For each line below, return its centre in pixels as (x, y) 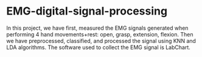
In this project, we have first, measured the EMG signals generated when (97, 28)
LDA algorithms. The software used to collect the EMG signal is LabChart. (98, 47)
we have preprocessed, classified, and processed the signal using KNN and (101, 41)
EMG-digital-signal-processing (87, 11)
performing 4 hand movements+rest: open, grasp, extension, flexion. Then (100, 34)
